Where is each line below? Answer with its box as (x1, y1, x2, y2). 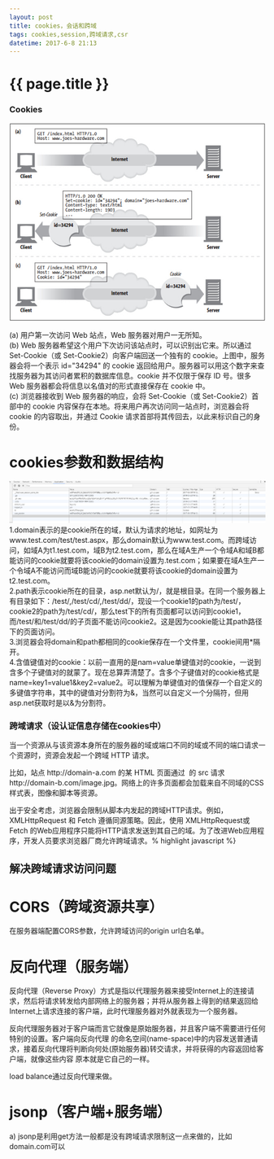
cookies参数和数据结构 (9, 453, 164, 471)
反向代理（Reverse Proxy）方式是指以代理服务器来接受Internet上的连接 (9, 986, 247, 996)
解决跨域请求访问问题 (9, 862, 116, 876)
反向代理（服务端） (9, 957, 138, 976)
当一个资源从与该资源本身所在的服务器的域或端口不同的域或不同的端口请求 (9, 741, 259, 750)
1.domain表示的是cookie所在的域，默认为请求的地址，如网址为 (9, 525, 219, 535)
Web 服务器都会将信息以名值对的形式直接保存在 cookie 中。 (9, 381, 210, 391)
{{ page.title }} (9, 75, 110, 94)
